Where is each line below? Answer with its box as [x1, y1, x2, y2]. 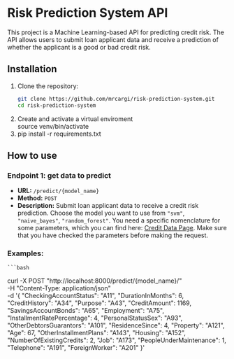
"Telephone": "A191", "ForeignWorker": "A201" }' [7, 344, 145, 352]
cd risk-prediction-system [17, 101, 96, 109]
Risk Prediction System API [7, 5, 168, 21]
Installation [7, 63, 57, 75]
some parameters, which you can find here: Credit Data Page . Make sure [17, 224, 227, 232]
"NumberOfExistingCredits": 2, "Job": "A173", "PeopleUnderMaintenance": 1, [7, 336, 227, 344]
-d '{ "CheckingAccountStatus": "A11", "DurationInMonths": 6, [7, 292, 184, 300]
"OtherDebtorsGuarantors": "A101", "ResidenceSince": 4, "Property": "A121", [7, 321, 225, 330]
